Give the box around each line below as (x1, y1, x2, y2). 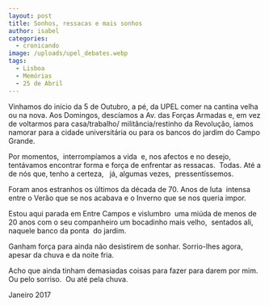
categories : (8, 34, 48, 43)
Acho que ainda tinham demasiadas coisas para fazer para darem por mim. (8, 266, 258, 275)
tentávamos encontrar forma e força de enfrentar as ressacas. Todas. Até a (8, 160, 261, 170)
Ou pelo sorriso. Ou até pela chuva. (8, 274, 128, 283)
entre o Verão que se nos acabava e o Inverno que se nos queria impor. (8, 193, 246, 203)
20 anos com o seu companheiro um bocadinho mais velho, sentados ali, (8, 217, 254, 227)
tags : (8, 57, 27, 65)
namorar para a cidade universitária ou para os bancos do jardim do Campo (8, 127, 261, 137)
